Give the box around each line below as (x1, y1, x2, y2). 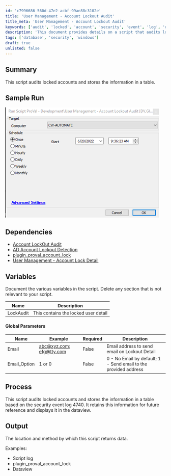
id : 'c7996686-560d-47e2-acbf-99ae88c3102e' (5, 8, 101, 13)
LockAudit (7, 310, 29, 316)
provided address (106, 366, 144, 373)
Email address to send (106, 343, 153, 349)
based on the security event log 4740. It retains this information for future (5, 402, 159, 408)
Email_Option (7, 361, 35, 367)
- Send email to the (106, 361, 148, 367)
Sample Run (5, 93, 44, 102)
